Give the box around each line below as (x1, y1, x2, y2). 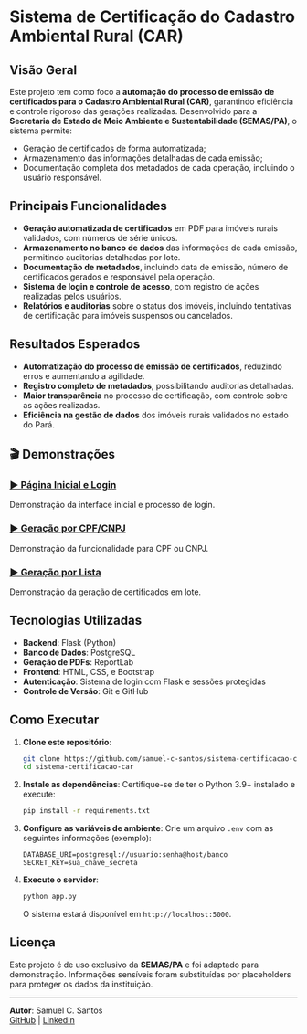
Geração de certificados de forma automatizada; (22, 143, 206, 153)
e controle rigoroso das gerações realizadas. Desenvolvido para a (9, 106, 258, 116)
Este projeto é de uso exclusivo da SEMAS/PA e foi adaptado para (9, 959, 259, 970)
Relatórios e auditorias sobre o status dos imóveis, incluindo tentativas (22, 300, 291, 311)
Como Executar (9, 712, 100, 728)
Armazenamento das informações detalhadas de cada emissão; (22, 153, 263, 164)
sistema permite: (9, 125, 73, 136)
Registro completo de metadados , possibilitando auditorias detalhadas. (22, 380, 294, 391)
